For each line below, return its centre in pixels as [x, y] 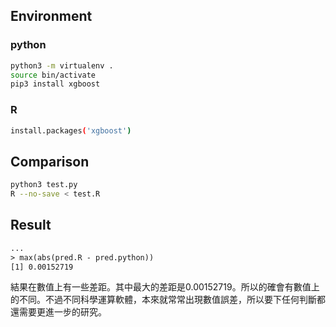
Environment [51, 16]
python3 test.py [44, 185]
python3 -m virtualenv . [62, 65]
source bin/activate [53, 75]
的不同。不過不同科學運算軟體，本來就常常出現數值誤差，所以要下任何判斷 [163, 300]
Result [31, 225]
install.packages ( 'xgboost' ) [71, 130]
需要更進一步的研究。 [62, 312]
